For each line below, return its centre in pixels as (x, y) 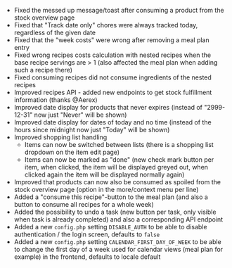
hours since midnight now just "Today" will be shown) (92, 130)
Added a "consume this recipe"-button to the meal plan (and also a (111, 197)
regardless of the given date (55, 32)
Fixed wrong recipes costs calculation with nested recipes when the (112, 55)
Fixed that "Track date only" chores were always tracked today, (106, 25)
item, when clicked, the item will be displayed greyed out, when (116, 167)
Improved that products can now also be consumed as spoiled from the (117, 182)
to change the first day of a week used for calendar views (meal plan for (118, 249)
